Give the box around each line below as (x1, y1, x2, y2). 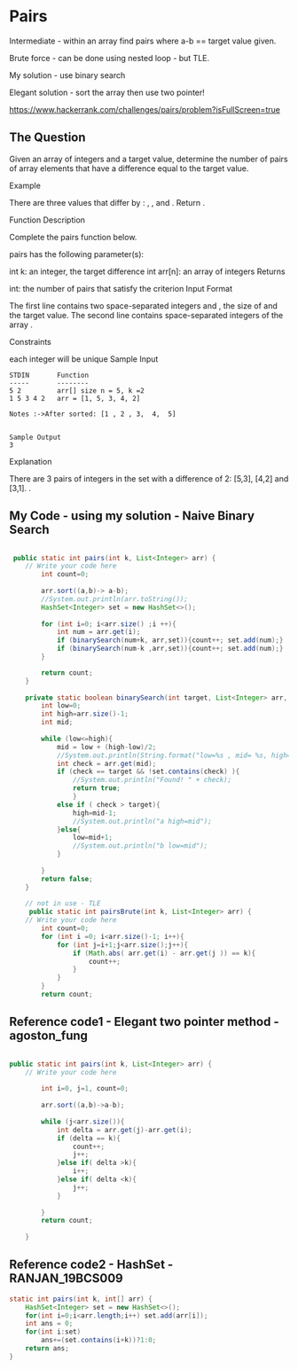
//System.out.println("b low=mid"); (72, 841, 208, 850)
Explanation (9, 456, 52, 466)
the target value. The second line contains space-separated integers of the (9, 309, 284, 320)
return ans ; (25, 1344, 69, 1353)
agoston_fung (9, 1029, 89, 1044)
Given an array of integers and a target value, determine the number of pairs (9, 153, 288, 164)
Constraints (9, 336, 51, 347)
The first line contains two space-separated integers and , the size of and (9, 300, 278, 311)
